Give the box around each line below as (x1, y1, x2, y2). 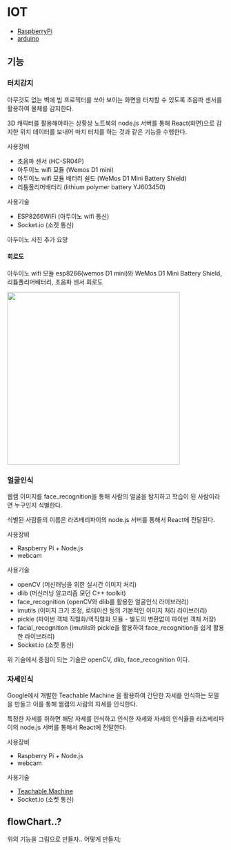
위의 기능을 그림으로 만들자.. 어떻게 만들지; (7, 835, 121, 843)
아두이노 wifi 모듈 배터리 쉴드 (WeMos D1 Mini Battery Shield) (17, 174, 188, 182)
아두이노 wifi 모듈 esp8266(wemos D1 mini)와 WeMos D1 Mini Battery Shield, (7, 269, 222, 277)
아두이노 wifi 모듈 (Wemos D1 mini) (17, 165, 114, 173)
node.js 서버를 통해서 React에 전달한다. (19, 723, 127, 732)
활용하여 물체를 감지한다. (7, 104, 74, 113)
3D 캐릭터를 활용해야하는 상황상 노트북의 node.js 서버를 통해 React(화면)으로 (7, 119, 215, 127)
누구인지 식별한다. (14, 501, 63, 510)
